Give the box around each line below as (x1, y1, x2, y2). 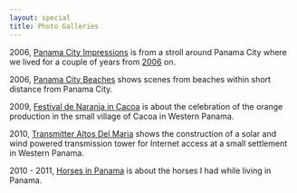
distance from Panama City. (9, 83, 113, 94)
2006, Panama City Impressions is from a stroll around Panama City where (9, 46, 287, 57)
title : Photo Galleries (9, 22, 100, 31)
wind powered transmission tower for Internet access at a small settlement (9, 138, 288, 149)
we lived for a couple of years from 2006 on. (9, 56, 177, 67)
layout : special (9, 13, 71, 23)
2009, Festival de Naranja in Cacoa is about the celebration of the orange (9, 101, 283, 111)
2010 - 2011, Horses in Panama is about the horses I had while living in (9, 165, 272, 176)
